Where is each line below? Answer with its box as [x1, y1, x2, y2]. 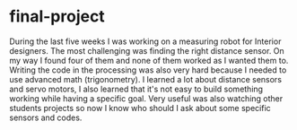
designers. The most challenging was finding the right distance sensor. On [9, 45, 284, 56]
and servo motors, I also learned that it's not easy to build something [9, 83, 263, 94]
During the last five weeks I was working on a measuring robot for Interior [9, 36, 282, 47]
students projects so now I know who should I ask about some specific [9, 102, 271, 113]
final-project [9, 6, 105, 27]
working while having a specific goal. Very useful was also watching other [9, 92, 284, 104]
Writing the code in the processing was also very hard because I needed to [9, 65, 287, 75]
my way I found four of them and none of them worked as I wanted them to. [9, 55, 289, 65]
